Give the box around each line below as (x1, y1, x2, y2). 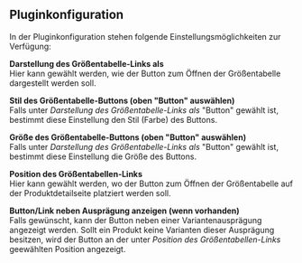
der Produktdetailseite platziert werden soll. (9, 187, 171, 198)
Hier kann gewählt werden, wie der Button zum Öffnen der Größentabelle (9, 68, 281, 79)
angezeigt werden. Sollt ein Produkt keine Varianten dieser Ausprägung (9, 224, 275, 235)
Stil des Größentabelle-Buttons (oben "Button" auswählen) (9, 95, 235, 106)
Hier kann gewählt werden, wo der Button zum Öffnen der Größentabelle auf (9, 178, 294, 189)
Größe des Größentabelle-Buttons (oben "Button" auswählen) (9, 131, 246, 143)
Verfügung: (9, 41, 51, 52)
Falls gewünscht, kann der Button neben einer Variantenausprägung (9, 214, 262, 225)
